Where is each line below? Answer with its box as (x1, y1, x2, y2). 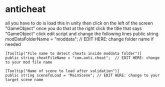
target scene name (5, 77, 43, 82)
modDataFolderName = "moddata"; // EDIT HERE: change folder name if (5, 36, 154, 42)
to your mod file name (5, 59, 52, 64)
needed (5, 41, 21, 47)
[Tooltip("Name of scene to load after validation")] (5, 68, 120, 73)
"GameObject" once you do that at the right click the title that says (5, 25, 142, 31)
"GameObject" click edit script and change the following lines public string (5, 30, 159, 36)
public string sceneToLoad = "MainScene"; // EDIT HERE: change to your (5, 72, 160, 78)
